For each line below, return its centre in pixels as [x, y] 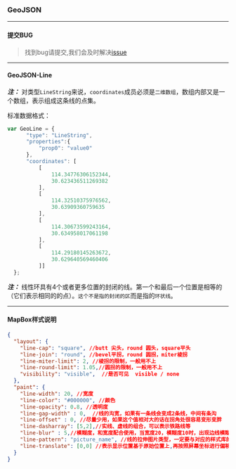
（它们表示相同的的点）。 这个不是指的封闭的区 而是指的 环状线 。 [92, 295]
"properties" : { [48, 142]
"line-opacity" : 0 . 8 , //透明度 [64, 407]
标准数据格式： [29, 115]
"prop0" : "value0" [65, 148]
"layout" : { [31, 341]
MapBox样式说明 [32, 320]
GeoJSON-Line [30, 75]
